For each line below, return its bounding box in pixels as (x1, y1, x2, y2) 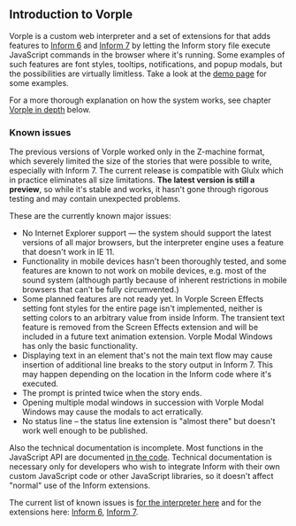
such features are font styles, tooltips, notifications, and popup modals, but (9, 58, 283, 69)
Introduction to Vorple (9, 7, 133, 22)
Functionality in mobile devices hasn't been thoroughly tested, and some (21, 256, 287, 267)
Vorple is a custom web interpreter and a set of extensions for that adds (9, 30, 271, 41)
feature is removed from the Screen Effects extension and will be (21, 322, 259, 333)
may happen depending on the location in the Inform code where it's (21, 369, 272, 380)
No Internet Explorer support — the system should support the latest (21, 228, 272, 238)
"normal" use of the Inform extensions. (9, 480, 151, 491)
